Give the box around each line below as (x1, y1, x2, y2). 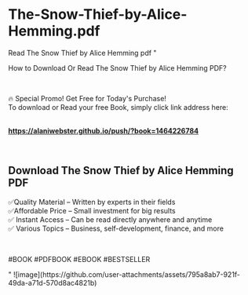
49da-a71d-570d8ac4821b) (8, 278, 97, 287)
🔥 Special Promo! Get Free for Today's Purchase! (8, 93, 167, 103)
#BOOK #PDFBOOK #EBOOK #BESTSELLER (8, 254, 151, 264)
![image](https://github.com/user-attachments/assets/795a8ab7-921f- (13, 269, 241, 279)
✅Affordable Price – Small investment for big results (8, 206, 176, 215)
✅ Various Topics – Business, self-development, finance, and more (8, 224, 224, 233)
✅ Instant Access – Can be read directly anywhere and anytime (8, 214, 213, 224)
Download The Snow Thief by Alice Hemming (8, 164, 234, 177)
